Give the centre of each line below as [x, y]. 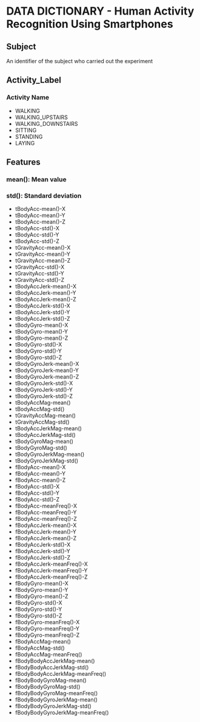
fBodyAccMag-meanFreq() [48, 655]
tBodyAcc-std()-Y [37, 235]
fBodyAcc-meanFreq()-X [46, 506]
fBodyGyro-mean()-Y [42, 590]
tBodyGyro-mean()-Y [42, 332]
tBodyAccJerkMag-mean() [48, 428]
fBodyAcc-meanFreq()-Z [46, 519]
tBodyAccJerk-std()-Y [42, 312]
